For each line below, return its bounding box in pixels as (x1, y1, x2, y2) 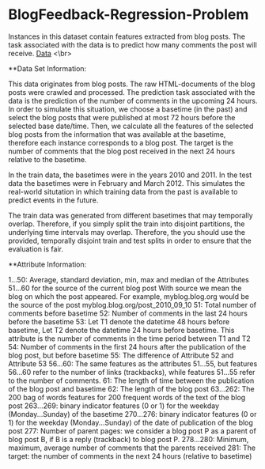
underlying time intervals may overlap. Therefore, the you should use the (8, 227, 245, 236)
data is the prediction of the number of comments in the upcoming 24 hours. (8, 96, 258, 105)
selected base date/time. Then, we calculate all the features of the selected (8, 121, 254, 130)
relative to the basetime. (8, 154, 87, 164)
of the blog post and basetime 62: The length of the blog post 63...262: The (8, 384, 255, 393)
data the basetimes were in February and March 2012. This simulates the (8, 178, 245, 187)
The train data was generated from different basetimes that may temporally (8, 210, 253, 220)
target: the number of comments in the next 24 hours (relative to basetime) (8, 451, 252, 460)
